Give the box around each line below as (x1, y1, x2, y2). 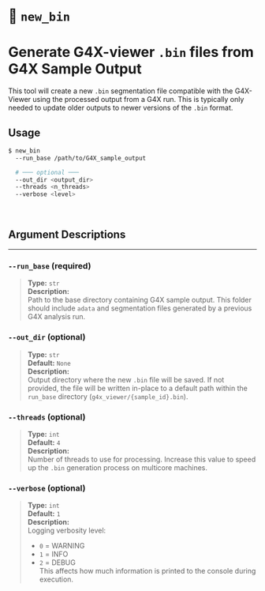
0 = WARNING (39, 541, 85, 551)
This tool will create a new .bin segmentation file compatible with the (8, 86, 233, 96)
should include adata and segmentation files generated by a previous (27, 303, 252, 313)
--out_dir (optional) (8, 332, 86, 343)
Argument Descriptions (8, 228, 126, 241)
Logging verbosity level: (27, 525, 106, 536)
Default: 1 (27, 509, 61, 518)
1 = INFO (39, 549, 69, 559)
